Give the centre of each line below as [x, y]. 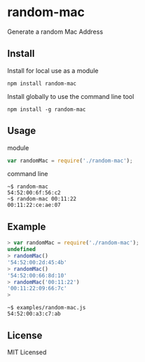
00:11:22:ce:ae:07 [34, 205]
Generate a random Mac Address [55, 32]
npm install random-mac [42, 83]
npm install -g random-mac [47, 109]
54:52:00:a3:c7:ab [34, 314]
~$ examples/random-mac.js [47, 308]
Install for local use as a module [53, 70]
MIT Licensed [27, 352]
